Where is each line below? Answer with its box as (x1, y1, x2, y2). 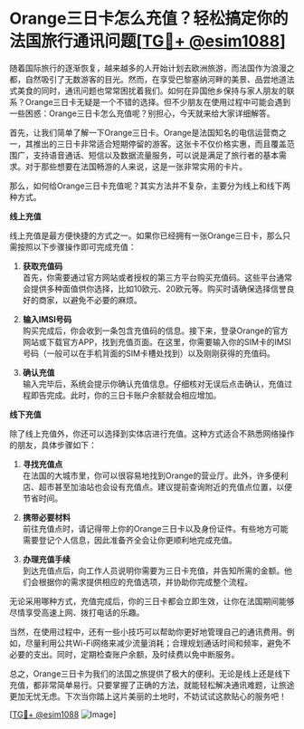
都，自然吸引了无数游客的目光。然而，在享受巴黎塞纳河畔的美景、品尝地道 (9, 73, 287, 84)
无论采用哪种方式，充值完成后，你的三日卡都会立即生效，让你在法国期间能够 (9, 595, 295, 607)
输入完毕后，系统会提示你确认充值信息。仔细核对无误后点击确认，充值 (22, 378, 285, 389)
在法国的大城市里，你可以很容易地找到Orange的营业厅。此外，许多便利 (22, 470, 289, 481)
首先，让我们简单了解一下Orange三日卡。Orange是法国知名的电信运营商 (9, 127, 279, 138)
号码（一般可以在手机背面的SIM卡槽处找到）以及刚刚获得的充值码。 (22, 348, 276, 359)
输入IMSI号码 (22, 313, 72, 324)
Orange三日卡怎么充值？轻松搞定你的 (9, 8, 289, 29)
